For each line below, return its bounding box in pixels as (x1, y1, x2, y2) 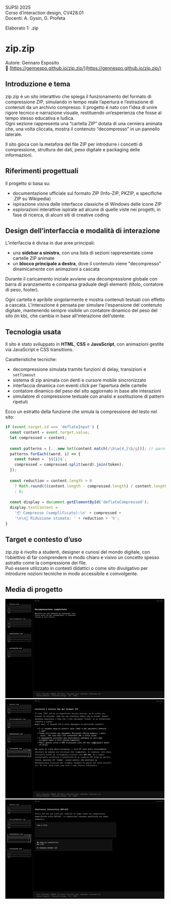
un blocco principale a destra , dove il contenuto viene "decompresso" (12, 261, 161, 267)
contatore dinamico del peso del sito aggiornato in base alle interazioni (12, 388, 161, 394)
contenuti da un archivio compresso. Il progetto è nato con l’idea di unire (5, 104, 158, 110)
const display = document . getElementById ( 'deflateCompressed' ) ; (10, 500, 149, 505)
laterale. (5, 131, 22, 137)
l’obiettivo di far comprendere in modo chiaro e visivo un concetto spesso (5, 554, 159, 560)
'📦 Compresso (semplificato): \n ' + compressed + (14, 510, 121, 516)
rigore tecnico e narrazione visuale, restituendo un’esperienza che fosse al (5, 109, 162, 116)
